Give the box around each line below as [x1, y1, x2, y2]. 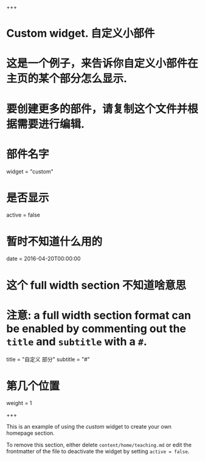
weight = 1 [6, 400, 32, 407]
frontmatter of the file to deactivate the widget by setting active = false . [6, 448, 190, 455]
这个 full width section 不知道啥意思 [6, 278, 187, 292]
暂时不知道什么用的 [6, 235, 103, 248]
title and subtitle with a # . [6, 334, 147, 348]
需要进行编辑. [17, 117, 85, 131]
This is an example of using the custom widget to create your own [6, 423, 172, 431]
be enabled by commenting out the [6, 322, 187, 335]
